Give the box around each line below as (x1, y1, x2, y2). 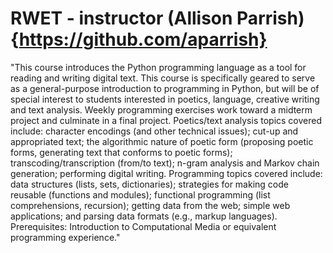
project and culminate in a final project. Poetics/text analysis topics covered (10, 114, 323, 126)
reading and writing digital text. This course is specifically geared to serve (10, 72, 316, 84)
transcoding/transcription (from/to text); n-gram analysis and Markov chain (10, 157, 320, 169)
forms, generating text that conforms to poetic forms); (10, 146, 233, 158)
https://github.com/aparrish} (18, 28, 268, 51)
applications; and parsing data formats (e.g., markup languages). (10, 210, 278, 222)
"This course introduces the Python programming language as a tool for (10, 61, 307, 73)
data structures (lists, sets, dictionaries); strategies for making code (10, 178, 289, 190)
